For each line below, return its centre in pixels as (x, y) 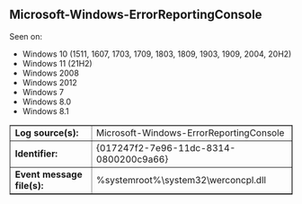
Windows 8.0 (47, 102)
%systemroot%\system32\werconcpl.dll (181, 180)
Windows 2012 (50, 82)
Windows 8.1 (45, 111)
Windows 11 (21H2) (57, 63)
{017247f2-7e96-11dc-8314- (166, 147)
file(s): (29, 185)
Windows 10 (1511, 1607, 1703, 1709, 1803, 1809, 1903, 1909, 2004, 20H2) (157, 54)
